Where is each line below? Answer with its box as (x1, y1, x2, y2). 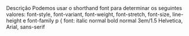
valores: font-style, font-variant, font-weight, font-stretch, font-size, (6, 11, 171, 18)
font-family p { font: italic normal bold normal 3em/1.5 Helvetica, (27, 17, 183, 24)
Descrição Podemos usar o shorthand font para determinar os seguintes (6, 5, 183, 11)
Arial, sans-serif (6, 24, 45, 30)
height (6, 17, 22, 24)
